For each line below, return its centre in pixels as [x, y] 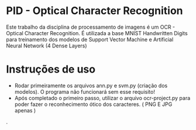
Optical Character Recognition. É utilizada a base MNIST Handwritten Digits [97, 33]
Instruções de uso [51, 69]
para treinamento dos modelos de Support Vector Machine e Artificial [90, 39]
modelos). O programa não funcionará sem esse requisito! [85, 91]
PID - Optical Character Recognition [94, 11]
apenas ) [25, 110]
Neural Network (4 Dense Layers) [47, 46]
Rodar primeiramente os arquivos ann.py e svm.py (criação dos [91, 85]
